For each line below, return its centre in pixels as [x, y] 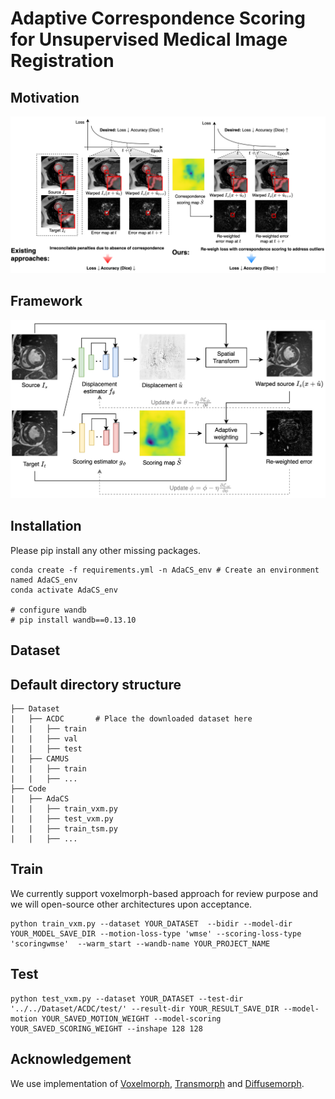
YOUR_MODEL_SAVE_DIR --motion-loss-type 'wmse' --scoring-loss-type [156, 933]
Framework [46, 301]
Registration [62, 61]
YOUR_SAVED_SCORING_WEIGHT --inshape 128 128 [106, 1028]
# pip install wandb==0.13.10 [73, 620]
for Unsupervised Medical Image [149, 39]
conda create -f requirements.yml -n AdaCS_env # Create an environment [165, 570]
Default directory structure [96, 684]
